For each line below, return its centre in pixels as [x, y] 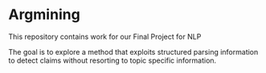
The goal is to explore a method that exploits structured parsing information [133, 52]
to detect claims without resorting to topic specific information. [113, 60]
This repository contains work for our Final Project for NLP [105, 36]
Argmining [44, 15]
